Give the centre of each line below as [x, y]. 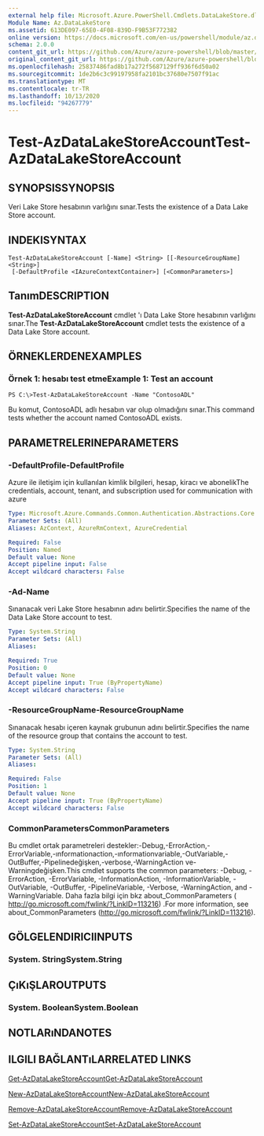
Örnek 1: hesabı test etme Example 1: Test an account [111, 379]
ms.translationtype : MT [47, 81]
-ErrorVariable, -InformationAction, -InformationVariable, [140, 879]
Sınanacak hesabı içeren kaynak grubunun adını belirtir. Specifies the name [129, 727]
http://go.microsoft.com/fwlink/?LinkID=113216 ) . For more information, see [128, 904]
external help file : [42, 15]
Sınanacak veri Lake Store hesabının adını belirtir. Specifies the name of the [129, 609]
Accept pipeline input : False [58, 564]
